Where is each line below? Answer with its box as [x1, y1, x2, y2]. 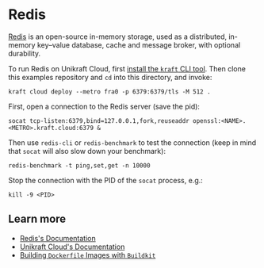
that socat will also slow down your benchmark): [8, 146, 166, 155]
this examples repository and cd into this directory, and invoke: [8, 72, 212, 82]
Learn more [8, 212, 67, 226]
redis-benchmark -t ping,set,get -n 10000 [8, 161, 151, 170]
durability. [8, 48, 41, 58]
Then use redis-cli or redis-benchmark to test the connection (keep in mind [8, 137, 257, 147]
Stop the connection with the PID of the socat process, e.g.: [8, 175, 204, 185]
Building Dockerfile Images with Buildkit [19, 250, 156, 259]
